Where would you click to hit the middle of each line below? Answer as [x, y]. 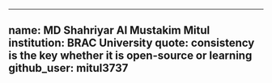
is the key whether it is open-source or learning [130, 56]
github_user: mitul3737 [68, 68]
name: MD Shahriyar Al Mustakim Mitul [109, 30]
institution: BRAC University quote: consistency [132, 43]
